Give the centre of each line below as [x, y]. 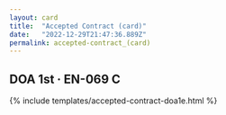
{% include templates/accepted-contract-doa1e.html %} [113, 101]
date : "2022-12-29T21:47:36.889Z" [78, 34]
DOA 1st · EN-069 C [65, 79]
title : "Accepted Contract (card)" [78, 26]
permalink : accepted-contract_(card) [80, 43]
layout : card [34, 18]
